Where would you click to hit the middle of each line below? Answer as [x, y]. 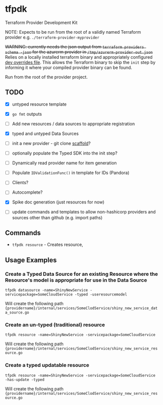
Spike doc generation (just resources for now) [58, 202]
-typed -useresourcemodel [101, 294]
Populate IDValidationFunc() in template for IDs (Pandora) [71, 173]
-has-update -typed [25, 380]
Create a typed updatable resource [47, 365]
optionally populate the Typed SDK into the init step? [65, 153]
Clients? [20, 182]
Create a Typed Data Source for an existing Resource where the [81, 274]
